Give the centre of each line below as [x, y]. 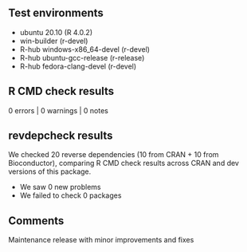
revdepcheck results [61, 136]
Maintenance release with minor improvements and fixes [101, 240]
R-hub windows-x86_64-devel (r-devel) [84, 49]
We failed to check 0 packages [71, 195]
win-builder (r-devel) [54, 41]
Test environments [56, 13]
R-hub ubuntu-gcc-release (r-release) [82, 57]
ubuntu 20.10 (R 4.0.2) [56, 32]
